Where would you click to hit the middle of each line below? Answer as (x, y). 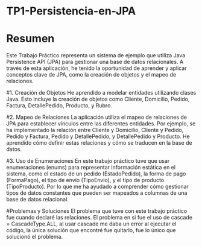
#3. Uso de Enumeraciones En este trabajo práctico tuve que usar (88, 161)
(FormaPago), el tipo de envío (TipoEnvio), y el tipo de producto (85, 180)
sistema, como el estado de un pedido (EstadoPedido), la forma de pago (96, 174)
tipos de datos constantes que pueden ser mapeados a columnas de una (97, 193)
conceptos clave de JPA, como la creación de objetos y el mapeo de (91, 75)
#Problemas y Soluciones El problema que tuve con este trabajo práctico (97, 211)
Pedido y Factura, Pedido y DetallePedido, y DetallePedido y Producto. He (98, 136)
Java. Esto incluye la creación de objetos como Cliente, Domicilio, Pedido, (98, 99)
